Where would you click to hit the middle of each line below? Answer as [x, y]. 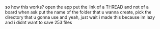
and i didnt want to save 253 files [39, 22]
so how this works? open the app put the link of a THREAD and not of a [77, 7]
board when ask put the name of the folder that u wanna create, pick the [78, 12]
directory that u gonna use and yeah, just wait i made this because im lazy [80, 17]
